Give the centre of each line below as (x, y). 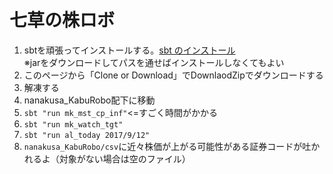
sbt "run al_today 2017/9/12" (87, 135)
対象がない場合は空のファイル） (124, 158)
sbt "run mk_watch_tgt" (73, 124)
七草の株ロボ (62, 20)
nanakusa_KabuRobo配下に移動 (89, 100)
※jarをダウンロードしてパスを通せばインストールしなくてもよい (154, 62)
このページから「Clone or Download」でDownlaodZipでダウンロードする (173, 75)
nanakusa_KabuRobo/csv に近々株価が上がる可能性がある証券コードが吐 (167, 146)
